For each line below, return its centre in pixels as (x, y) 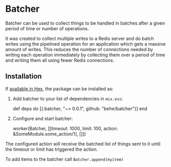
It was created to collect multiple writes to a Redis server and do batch (80, 38)
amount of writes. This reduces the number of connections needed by (79, 49)
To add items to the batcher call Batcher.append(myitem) (65, 159)
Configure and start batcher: (43, 118)
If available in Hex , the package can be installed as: (59, 89)
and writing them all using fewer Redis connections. (60, 60)
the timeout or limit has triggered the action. (52, 149)
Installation (24, 77)
